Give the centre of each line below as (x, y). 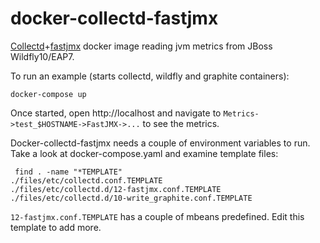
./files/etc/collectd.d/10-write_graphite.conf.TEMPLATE (131, 198)
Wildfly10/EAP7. (42, 56)
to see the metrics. (181, 123)
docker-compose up (48, 94)
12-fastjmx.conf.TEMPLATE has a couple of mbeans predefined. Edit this (157, 216)
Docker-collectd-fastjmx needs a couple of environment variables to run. (160, 143)
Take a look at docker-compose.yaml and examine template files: (144, 153)
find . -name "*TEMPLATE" (68, 172)
